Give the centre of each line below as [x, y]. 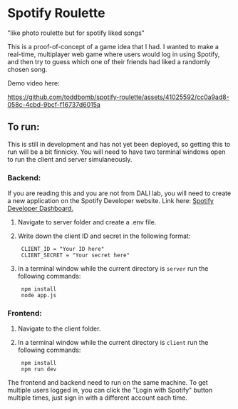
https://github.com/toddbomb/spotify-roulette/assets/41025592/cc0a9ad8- [118, 97]
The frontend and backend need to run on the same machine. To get [108, 383]
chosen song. [27, 69]
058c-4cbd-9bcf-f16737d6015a [54, 104]
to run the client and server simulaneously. [70, 159]
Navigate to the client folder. [59, 328]
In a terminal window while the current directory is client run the [113, 343]
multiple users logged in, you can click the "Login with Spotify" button [110, 390]
